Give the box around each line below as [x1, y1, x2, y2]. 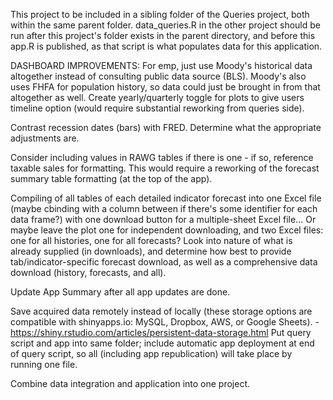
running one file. [10, 359, 78, 370]
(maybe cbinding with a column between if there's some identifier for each [10, 203, 318, 214]
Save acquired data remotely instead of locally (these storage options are [10, 305, 313, 317]
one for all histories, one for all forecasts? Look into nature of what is [10, 235, 293, 246]
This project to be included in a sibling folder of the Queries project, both [10, 9, 310, 20]
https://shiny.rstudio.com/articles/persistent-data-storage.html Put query [10, 327, 312, 338]
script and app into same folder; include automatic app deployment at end [10, 337, 315, 349]
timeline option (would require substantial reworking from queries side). [10, 102, 305, 114]
